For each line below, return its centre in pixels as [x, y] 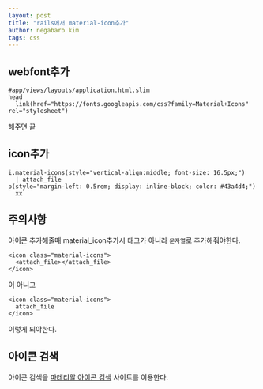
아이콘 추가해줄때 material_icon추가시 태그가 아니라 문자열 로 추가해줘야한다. [124, 240]
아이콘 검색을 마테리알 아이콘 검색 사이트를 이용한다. [88, 377]
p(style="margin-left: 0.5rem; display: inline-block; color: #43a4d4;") [132, 187]
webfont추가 [39, 72]
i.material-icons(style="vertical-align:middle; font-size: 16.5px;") [127, 172]
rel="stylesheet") [38, 111]
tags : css [24, 38]
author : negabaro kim [44, 30]
